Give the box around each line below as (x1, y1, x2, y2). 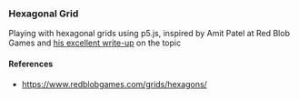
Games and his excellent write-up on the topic (8, 37, 182, 48)
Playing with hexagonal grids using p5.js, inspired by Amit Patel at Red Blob (8, 28, 290, 39)
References (8, 58, 54, 69)
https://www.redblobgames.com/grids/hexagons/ (21, 78, 208, 89)
